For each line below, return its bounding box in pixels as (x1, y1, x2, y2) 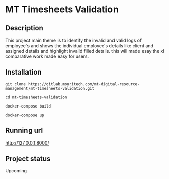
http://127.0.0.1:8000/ (5, 139, 49, 146)
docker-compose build (5, 103, 51, 109)
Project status (5, 155, 51, 163)
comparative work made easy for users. (5, 53, 89, 59)
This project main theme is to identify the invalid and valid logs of (5, 37, 142, 43)
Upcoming (5, 168, 27, 174)
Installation (5, 68, 42, 77)
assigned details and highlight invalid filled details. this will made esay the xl (5, 48, 164, 54)
